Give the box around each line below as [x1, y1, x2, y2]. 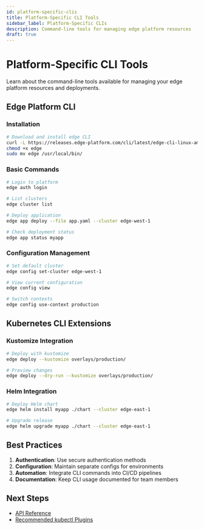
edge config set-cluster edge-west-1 [6, 268, 102, 274]
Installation [6, 120, 41, 128]
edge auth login [6, 185, 47, 191]
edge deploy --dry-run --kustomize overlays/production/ [6, 373, 154, 379]
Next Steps [6, 493, 49, 503]
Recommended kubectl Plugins [15, 516, 93, 523]
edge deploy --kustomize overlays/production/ [6, 356, 126, 362]
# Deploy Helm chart [6, 401, 59, 407]
